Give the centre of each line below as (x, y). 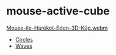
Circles (24, 39)
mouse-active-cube (58, 11)
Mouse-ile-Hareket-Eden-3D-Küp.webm (57, 28)
